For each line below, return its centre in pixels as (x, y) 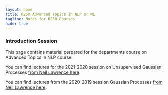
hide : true (17, 24)
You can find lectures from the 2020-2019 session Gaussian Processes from (84, 82)
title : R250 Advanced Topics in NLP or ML (50, 14)
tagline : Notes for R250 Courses (40, 19)
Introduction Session (31, 41)
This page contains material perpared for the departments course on (76, 52)
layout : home (19, 10)
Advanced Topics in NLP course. (39, 57)
